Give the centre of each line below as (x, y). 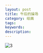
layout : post (18, 9)
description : (18, 32)
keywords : (15, 27)
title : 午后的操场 (22, 14)
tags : (10, 23)
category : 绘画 (20, 18)
